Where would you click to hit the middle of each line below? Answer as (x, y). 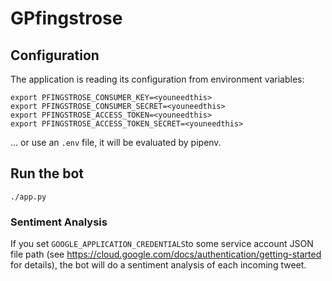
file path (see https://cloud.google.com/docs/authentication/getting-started (166, 254)
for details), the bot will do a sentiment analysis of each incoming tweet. (158, 265)
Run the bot (47, 173)
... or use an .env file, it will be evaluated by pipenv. (116, 142)
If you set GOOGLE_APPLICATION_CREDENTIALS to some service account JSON (162, 244)
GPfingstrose (66, 18)
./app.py (28, 197)
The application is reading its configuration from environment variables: (157, 79)
